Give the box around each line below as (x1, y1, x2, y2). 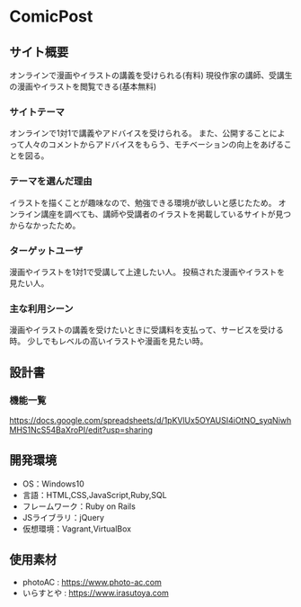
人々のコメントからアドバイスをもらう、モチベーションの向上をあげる (24, 139, 285, 150)
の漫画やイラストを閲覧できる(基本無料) (9, 81, 157, 92)
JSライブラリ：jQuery (22, 512, 105, 522)
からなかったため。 (9, 219, 81, 230)
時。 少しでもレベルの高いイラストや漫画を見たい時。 (9, 335, 208, 347)
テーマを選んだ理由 (9, 175, 93, 188)
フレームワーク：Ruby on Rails (22, 501, 137, 512)
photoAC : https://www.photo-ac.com (22, 576, 162, 587)
